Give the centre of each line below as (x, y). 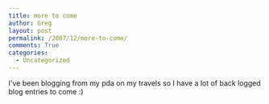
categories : (28, 53)
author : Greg (30, 23)
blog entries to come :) (46, 91)
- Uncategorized (43, 61)
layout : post (30, 30)
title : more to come (43, 16)
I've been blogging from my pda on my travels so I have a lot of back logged (135, 83)
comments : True (34, 46)
